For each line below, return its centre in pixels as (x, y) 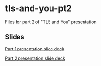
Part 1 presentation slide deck (35, 49)
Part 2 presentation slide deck (35, 58)
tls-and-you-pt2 (38, 8)
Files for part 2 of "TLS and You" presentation (51, 22)
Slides (15, 37)
